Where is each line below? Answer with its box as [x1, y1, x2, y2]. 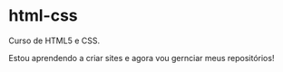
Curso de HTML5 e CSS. [8, 35, 101, 46]
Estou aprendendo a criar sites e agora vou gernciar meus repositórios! [8, 52, 275, 63]
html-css [8, 5, 78, 26]
